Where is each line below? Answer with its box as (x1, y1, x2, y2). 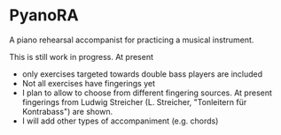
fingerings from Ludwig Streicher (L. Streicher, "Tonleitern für (21, 96, 247, 107)
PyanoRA (9, 5, 79, 26)
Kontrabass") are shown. (21, 106, 113, 116)
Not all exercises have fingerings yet (21, 78, 156, 88)
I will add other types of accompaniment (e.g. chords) (21, 116, 219, 126)
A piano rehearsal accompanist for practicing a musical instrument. (9, 34, 254, 45)
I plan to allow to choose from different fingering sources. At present (21, 87, 273, 98)
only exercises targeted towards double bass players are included (21, 68, 263, 79)
